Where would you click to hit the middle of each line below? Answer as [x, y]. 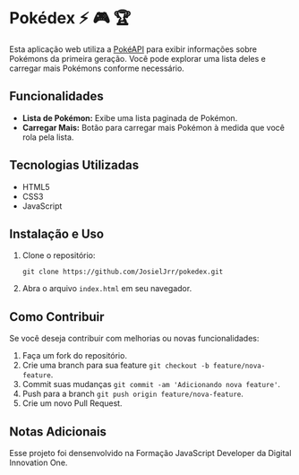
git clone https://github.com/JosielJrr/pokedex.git [123, 272]
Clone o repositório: [59, 255]
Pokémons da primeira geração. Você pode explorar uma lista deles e [137, 58]
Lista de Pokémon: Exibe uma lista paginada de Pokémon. [130, 117]
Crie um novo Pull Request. [72, 403]
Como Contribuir [57, 317]
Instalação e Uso [57, 233]
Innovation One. [38, 462]
